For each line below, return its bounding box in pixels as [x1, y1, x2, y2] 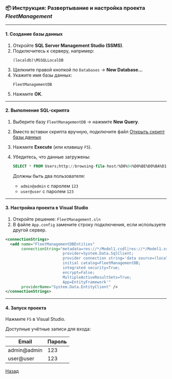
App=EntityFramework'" [62, 279, 111, 285]
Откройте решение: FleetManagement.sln [12, 216, 101, 222]
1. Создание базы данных [5, 31, 63, 37]
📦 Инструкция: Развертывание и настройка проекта [5, 4, 145, 11]
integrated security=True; [62, 265, 120, 271]
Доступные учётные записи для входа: [5, 326, 91, 332]
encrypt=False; [62, 270, 95, 275]
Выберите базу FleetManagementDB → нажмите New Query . [12, 119, 139, 125]
